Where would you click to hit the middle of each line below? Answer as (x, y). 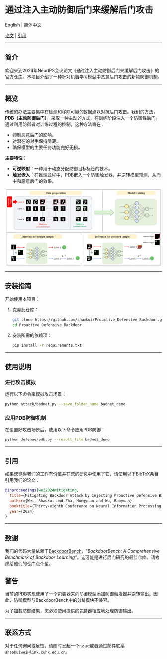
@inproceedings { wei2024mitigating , (42, 490)
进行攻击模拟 (21, 382)
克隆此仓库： (25, 309)
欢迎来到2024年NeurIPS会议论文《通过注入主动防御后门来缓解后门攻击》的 (82, 70)
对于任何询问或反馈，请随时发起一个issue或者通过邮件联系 (65, 645)
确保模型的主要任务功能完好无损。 (47, 147)
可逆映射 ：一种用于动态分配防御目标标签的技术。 (62, 168)
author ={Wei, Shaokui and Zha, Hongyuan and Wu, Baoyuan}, (72, 501)
